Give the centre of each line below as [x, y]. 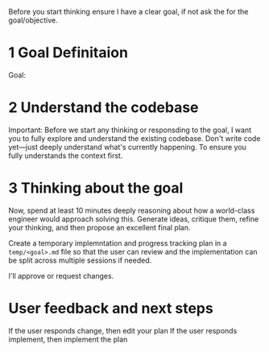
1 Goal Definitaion [68, 53]
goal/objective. [33, 20]
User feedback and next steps [111, 309]
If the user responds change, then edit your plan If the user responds [123, 330]
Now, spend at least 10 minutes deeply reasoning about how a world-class [132, 210]
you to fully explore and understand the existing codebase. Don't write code [134, 138]
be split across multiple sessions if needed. [80, 260]
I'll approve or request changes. [61, 275]
